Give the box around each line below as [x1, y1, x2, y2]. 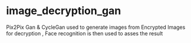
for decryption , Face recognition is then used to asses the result [6, 29, 163, 37]
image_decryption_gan [6, 4, 121, 18]
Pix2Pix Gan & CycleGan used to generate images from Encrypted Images [6, 24, 186, 31]
